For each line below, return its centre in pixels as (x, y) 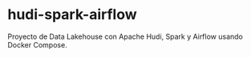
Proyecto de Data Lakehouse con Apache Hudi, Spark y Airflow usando (125, 36)
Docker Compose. (37, 44)
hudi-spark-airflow (72, 15)
